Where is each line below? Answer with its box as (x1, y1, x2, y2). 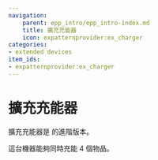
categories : (8, 41, 47, 49)
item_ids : (8, 56, 41, 64)
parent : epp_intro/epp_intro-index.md (22, 19, 150, 27)
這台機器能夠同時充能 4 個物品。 (8, 143, 114, 153)
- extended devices (8, 48, 73, 56)
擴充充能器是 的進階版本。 (8, 127, 93, 136)
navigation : (8, 11, 47, 20)
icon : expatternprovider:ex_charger (22, 33, 144, 42)
